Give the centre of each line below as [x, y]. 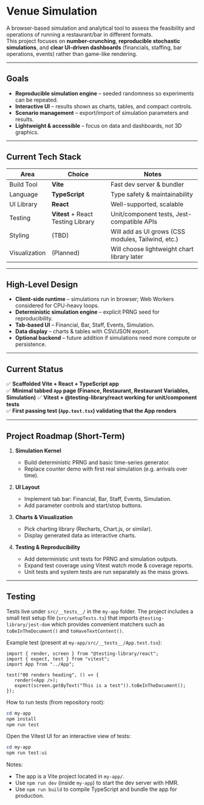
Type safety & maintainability [152, 194]
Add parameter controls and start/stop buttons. [83, 505]
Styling [19, 235]
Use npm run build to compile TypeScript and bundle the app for [96, 789]
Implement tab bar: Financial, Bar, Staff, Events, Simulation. [98, 499]
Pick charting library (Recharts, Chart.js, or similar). [88, 529]
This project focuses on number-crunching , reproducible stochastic [93, 41]
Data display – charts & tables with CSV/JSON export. [82, 331]
